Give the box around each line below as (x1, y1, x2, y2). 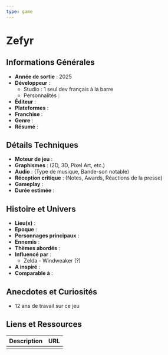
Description (9, 337, 43, 345)
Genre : (14, 117, 34, 124)
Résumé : (14, 123, 38, 130)
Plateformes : (14, 104, 49, 111)
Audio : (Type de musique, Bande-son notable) (14, 168, 130, 175)
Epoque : (14, 226, 37, 233)
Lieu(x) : (14, 220, 36, 227)
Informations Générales (6, 57, 95, 68)
